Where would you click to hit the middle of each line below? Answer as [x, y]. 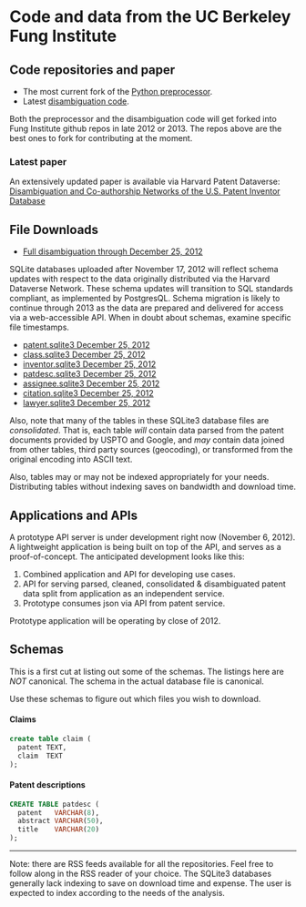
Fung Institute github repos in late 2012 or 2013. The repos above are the [146, 128]
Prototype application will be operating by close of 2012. [115, 620]
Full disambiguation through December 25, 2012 [112, 251]
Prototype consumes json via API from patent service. [124, 603]
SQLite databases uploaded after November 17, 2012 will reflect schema [144, 270]
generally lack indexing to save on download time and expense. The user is [150, 883]
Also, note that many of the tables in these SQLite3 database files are [139, 421]
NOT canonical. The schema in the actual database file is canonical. [137, 681]
